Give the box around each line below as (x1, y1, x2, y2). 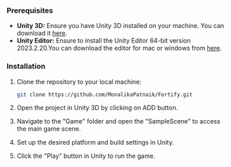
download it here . (16, 29, 68, 37)
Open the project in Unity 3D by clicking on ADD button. (16, 104, 178, 112)
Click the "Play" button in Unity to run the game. (16, 152, 155, 160)
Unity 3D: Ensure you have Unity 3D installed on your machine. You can (16, 22, 225, 30)
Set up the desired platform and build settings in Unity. (16, 138, 174, 147)
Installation (6, 62, 46, 72)
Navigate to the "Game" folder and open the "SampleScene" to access (16, 117, 221, 126)
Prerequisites (6, 6, 53, 15)
